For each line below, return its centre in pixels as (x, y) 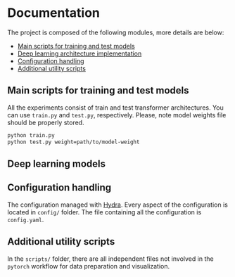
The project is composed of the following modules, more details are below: (116, 32)
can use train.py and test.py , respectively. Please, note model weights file (117, 115)
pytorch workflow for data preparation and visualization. (89, 266)
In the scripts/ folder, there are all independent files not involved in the (110, 259)
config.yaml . (26, 219)
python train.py (31, 135)
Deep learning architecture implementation (80, 53)
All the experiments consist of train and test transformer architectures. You (115, 108)
